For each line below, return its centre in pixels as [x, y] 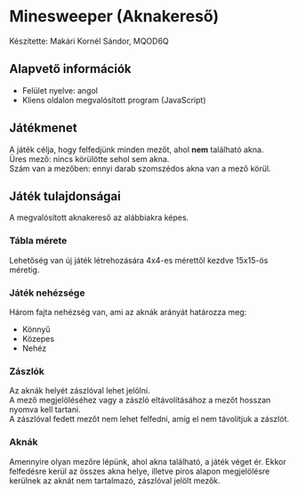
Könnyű [36, 329]
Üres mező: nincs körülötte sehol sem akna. [89, 158]
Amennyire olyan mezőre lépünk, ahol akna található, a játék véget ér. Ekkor [148, 461]
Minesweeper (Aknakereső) [114, 16]
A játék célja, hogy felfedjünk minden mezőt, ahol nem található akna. [137, 150]
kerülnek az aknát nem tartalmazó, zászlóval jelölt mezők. [115, 480]
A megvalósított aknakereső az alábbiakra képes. [99, 218]
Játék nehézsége [47, 293]
